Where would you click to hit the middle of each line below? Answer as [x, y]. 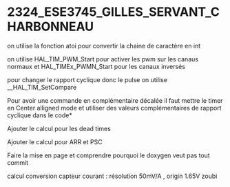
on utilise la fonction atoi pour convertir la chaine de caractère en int [104, 46]
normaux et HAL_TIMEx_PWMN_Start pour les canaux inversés [96, 66]
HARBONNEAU [51, 27]
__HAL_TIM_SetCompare [42, 87]
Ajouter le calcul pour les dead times [59, 128]
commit [18, 162]
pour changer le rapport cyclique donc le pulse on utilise [87, 79]
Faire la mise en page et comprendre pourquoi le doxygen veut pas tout [108, 155]
